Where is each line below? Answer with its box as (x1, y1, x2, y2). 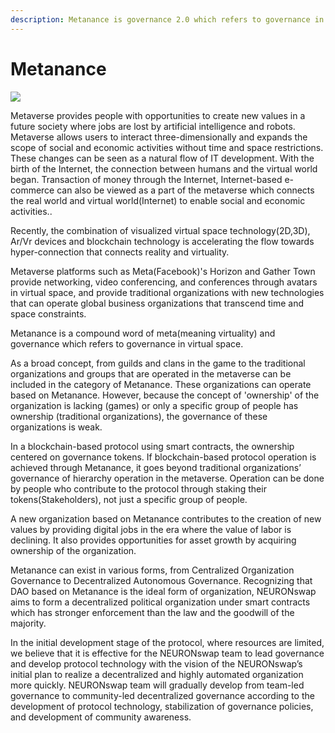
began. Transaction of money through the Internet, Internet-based (10, 173, 283, 185)
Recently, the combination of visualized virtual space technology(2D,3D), (10, 224, 311, 236)
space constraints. (10, 307, 87, 320)
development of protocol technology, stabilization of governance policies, (10, 700, 314, 712)
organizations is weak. (10, 421, 103, 433)
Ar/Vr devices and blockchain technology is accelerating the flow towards (10, 235, 315, 247)
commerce (10, 184, 55, 196)
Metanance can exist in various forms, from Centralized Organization (10, 564, 295, 576)
